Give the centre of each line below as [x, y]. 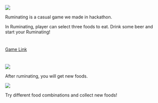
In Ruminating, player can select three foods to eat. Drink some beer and [79, 27]
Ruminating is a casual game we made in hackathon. [59, 17]
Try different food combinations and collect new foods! [61, 95]
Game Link [16, 49]
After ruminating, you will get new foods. [47, 76]
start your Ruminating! [28, 32]
